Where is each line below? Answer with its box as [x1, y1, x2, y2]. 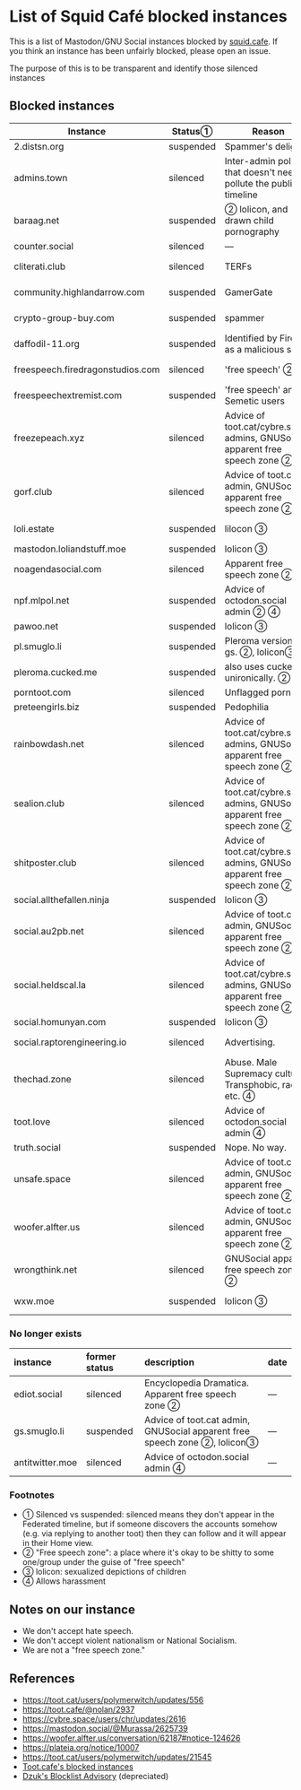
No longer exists [9, 1327, 82, 1340]
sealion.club [13, 796, 65, 809]
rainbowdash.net [13, 737, 85, 750]
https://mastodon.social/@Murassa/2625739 [21, 1723, 188, 1734]
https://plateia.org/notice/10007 [21, 1742, 140, 1752]
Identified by [224, 332, 278, 344]
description [144, 1356, 195, 1369]
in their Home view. [21, 1538, 94, 1549]
